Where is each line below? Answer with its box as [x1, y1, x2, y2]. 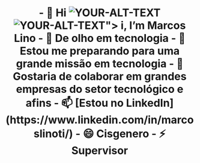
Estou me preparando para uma [19, 44, 180, 58]
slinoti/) [34, 127, 73, 141]
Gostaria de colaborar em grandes [13, 70, 187, 83]
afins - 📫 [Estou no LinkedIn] [25, 96, 174, 110]
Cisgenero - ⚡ [95, 127, 166, 141]
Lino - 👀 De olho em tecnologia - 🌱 [13, 32, 186, 45]
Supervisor [71, 144, 129, 158]
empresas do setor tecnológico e [16, 83, 184, 96]
